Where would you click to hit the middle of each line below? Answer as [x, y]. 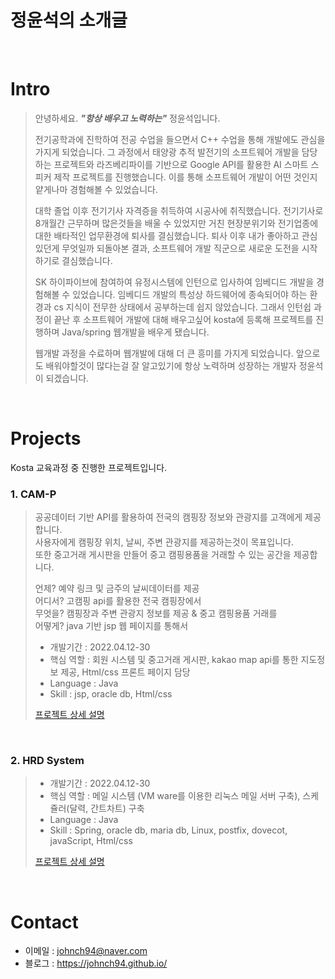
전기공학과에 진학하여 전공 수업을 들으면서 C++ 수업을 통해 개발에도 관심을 [180, 139]
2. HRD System [47, 761]
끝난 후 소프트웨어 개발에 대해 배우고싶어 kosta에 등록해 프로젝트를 [183, 319]
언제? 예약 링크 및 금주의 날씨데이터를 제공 [117, 588]
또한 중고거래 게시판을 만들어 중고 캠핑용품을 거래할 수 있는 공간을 [163, 555]
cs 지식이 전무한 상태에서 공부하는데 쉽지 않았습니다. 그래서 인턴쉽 [182, 307]
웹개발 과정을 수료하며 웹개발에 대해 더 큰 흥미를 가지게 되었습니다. [164, 353]
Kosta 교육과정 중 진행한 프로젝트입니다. [89, 467]
